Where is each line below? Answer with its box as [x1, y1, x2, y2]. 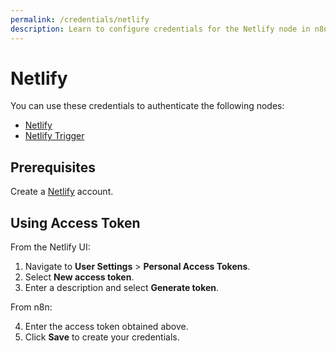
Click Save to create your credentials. [24, 331, 180, 343]
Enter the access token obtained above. [24, 321, 189, 333]
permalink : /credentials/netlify [10, 14, 150, 25]
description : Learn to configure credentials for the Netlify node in [10, 24, 311, 34]
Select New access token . [24, 271, 135, 283]
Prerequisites [10, 159, 96, 176]
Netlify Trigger [24, 130, 85, 142]
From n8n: [10, 301, 53, 313]
